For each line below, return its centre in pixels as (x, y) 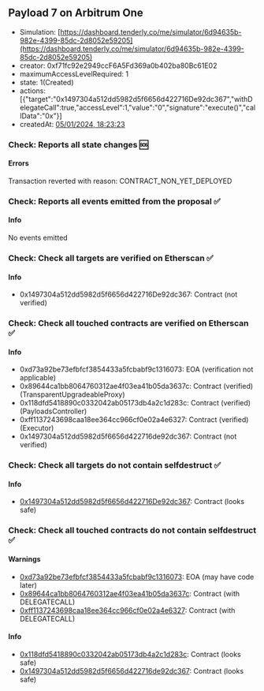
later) (28, 585)
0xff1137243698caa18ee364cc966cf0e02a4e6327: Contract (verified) (134, 420)
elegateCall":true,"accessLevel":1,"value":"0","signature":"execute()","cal (138, 107)
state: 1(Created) (46, 82)
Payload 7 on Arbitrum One (76, 13)
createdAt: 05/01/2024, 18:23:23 (72, 124)
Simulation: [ (40, 32)
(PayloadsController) (53, 411)
